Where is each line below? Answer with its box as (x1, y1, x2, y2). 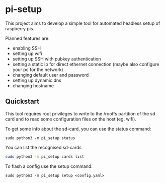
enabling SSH (12, 45, 41, 51)
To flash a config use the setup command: (5, 163, 93, 169)
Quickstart (5, 97, 40, 106)
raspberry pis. (5, 25, 34, 31)
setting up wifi (12, 50, 42, 56)
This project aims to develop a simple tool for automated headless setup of (5, 20, 160, 26)
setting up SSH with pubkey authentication (12, 55, 101, 62)
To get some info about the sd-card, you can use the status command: (5, 126, 151, 132)
